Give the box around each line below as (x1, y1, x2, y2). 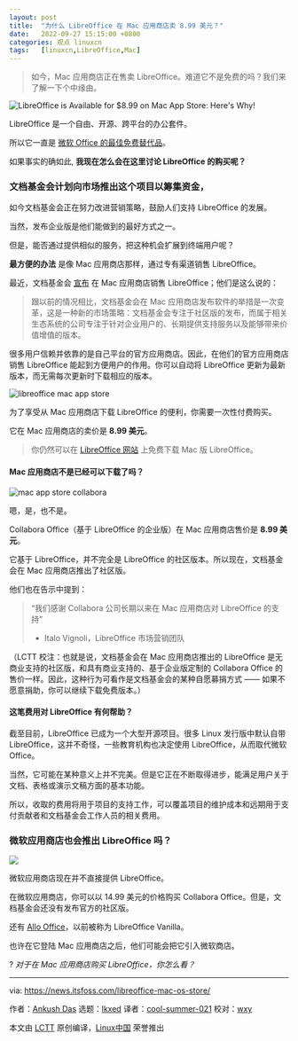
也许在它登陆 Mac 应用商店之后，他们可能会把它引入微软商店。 (9, 941, 239, 951)
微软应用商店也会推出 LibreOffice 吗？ (9, 834, 172, 847)
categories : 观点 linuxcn (9, 37, 102, 47)
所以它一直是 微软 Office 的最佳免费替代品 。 (9, 137, 170, 148)
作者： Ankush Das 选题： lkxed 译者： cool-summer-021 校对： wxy (9, 1004, 253, 1014)
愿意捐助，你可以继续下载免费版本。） (9, 685, 145, 695)
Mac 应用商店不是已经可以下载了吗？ (9, 466, 145, 477)
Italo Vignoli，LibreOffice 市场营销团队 (43, 632, 184, 643)
